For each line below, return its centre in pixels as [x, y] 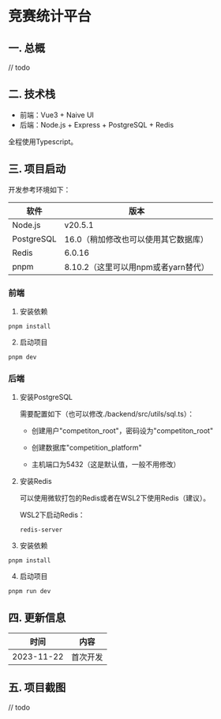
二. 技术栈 [32, 95]
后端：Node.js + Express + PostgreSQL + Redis [97, 124]
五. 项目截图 [37, 688]
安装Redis [36, 481]
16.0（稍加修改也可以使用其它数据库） [137, 239]
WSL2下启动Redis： [52, 515]
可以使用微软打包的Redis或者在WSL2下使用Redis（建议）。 [115, 498]
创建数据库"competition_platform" [86, 447]
